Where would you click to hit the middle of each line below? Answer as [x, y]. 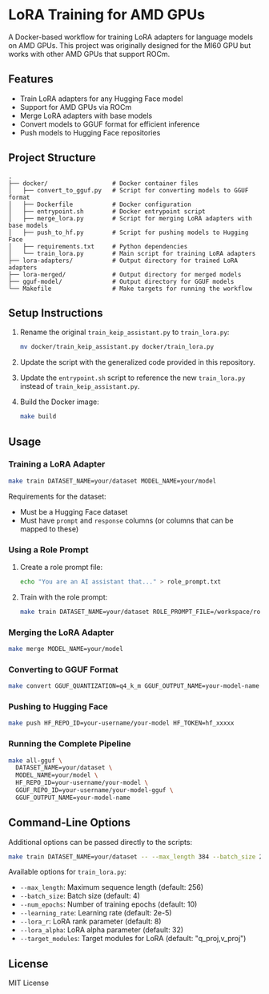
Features [31, 79]
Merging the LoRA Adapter [61, 632]
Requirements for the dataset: [57, 496]
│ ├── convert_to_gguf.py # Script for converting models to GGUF [128, 190]
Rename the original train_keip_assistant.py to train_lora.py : [124, 332]
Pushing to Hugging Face [58, 707]
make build [38, 417]
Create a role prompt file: [61, 567]
